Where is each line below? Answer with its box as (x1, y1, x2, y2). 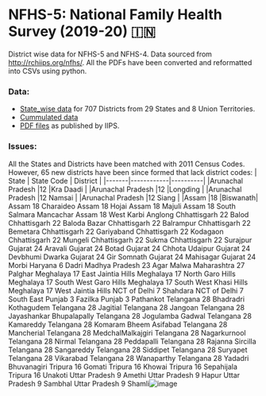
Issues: (8, 141, 37, 152)
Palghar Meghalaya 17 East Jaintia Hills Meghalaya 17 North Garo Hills (8, 269, 236, 278)
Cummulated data (19, 113, 79, 122)
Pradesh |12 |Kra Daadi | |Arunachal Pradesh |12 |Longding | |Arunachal (8, 184, 242, 194)
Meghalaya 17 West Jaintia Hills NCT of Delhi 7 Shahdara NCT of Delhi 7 (8, 285, 244, 295)
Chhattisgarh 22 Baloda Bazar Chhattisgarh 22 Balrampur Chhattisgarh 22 (8, 218, 252, 227)
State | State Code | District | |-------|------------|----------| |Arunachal (8, 176, 244, 185)
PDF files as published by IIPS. (19, 121, 120, 130)
